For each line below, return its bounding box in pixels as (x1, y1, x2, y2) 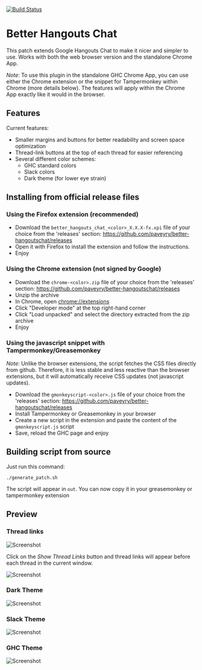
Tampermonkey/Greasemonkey (6, 346, 101, 354)
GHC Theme (6, 644, 43, 652)
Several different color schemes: (14, 155, 96, 163)
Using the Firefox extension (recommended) (6, 210, 139, 219)
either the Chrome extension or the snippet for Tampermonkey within (6, 77, 178, 85)
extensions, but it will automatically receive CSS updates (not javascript (6, 372, 184, 380)
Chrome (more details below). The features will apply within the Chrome (6, 84, 185, 91)
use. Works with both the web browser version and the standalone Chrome (6, 53, 193, 60)
